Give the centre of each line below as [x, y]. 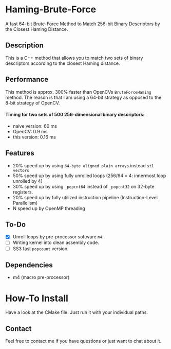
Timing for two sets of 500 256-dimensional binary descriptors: [75, 115]
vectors [21, 170]
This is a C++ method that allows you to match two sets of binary [74, 58]
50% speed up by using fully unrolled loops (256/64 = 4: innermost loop [89, 176]
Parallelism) [25, 203]
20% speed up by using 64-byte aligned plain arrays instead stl [83, 165]
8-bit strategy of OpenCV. [33, 103]
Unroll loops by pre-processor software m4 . [58, 237]
